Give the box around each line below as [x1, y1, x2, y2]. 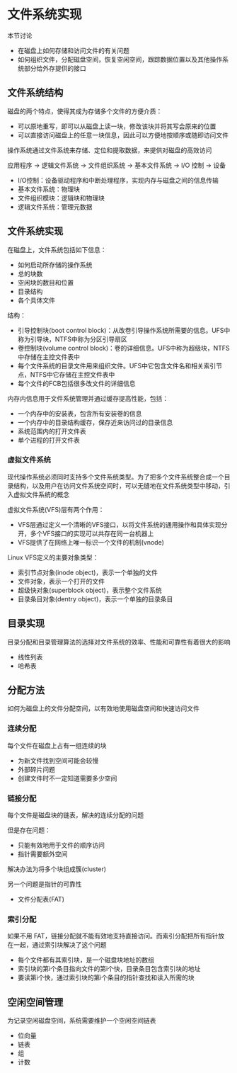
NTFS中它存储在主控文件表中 [30, 370, 115, 379]
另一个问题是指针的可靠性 [7, 880, 82, 889]
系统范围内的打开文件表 [17, 426, 86, 436]
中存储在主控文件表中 [17, 352, 80, 361]
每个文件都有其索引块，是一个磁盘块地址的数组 [17, 955, 154, 964]
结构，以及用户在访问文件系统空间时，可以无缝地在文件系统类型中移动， [13, 481, 224, 489]
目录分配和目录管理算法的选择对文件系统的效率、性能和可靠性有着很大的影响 [7, 637, 231, 646]
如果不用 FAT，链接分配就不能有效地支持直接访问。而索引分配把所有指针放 [7, 932, 225, 941]
